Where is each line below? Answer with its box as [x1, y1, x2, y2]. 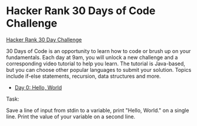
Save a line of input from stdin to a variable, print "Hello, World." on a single [6, 107, 189, 114]
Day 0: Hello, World [14, 84, 62, 91]
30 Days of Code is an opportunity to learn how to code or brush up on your [6, 47, 191, 54]
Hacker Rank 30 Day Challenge [6, 36, 83, 43]
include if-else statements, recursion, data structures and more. [6, 72, 161, 79]
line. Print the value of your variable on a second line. [6, 113, 136, 120]
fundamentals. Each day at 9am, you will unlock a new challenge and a [6, 54, 178, 61]
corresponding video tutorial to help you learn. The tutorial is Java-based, [6, 60, 186, 67]
